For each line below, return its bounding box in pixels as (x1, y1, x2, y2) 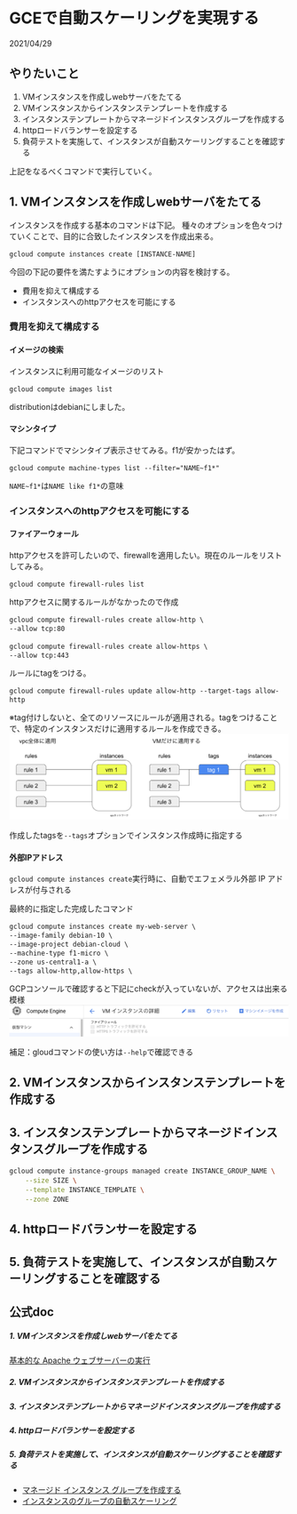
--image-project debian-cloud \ (9, 940, 129, 949)
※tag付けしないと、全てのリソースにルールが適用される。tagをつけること (9, 712, 277, 723)
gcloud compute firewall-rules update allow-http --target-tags (9, 686, 252, 696)
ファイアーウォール (9, 528, 80, 539)
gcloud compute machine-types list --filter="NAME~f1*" (9, 463, 220, 472)
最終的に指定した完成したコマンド (9, 903, 134, 914)
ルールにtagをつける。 (9, 668, 91, 678)
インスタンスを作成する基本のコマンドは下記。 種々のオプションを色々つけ (9, 220, 284, 230)
